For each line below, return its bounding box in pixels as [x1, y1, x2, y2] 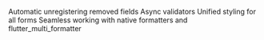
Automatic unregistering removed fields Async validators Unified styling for [8, 7, 256, 16]
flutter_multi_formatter [8, 24, 82, 33]
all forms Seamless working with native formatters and [8, 15, 188, 25]
